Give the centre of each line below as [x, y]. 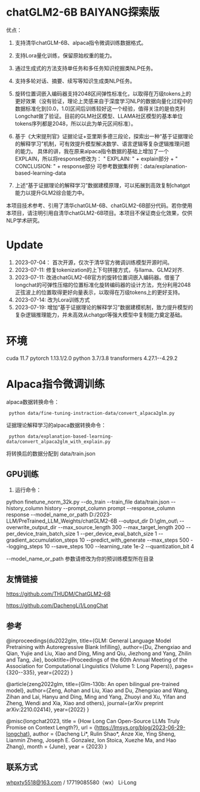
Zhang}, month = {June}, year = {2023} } [57, 747]
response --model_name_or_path [47, 514]
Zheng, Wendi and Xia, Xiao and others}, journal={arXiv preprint [85, 703]
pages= [184, 666]
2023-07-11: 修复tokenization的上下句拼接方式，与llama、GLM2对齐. [99, 269]
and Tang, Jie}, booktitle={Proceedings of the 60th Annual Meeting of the [97, 660]
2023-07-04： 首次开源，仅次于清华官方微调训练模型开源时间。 [94, 262]
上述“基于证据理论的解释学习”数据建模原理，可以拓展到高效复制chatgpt [102, 185]
